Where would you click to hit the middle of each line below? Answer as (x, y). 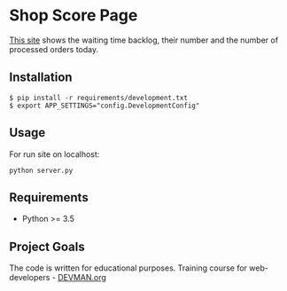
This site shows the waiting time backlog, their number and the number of (144, 40)
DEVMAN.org (81, 278)
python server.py (41, 170)
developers (30, 278)
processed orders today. (54, 49)
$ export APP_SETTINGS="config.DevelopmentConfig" (105, 106)
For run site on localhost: (54, 154)
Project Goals (47, 246)
